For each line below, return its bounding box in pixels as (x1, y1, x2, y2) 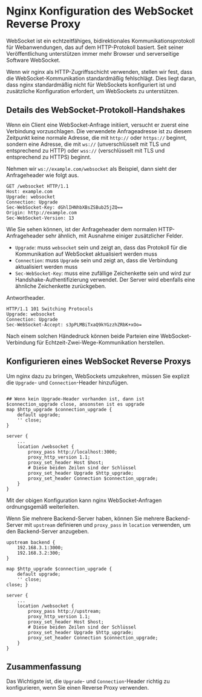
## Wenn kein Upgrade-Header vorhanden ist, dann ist (6, 395, 145, 402)
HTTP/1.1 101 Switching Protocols (6, 306, 94, 312)
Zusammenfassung (6, 661, 82, 672)
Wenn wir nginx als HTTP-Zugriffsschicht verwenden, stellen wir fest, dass (6, 68, 192, 75)
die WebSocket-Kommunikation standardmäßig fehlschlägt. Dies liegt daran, (6, 74, 197, 82)
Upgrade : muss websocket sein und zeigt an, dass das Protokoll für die (15, 243, 187, 251)
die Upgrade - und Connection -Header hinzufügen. (6, 378, 129, 386)
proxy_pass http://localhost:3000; (28, 449, 118, 455)
